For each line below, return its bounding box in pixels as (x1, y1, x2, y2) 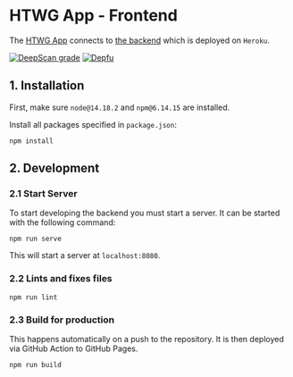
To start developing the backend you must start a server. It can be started (9, 207, 280, 219)
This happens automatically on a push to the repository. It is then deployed (9, 334, 284, 345)
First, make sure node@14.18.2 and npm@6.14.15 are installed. (9, 102, 230, 113)
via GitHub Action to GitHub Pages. (9, 343, 138, 354)
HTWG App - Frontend (9, 5, 179, 26)
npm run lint (9, 292, 58, 302)
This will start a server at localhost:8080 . (9, 250, 161, 261)
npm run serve (9, 234, 63, 244)
